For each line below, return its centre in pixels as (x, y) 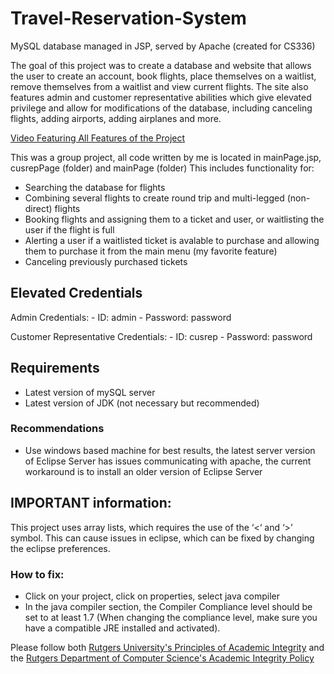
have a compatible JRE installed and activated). (122, 628)
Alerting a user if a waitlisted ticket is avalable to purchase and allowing (172, 240)
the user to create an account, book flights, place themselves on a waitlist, (163, 76)
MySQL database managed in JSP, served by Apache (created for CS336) (163, 46)
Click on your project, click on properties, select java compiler (152, 596)
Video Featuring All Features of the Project (98, 138)
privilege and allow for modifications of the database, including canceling (161, 108)
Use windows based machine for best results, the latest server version (170, 450)
